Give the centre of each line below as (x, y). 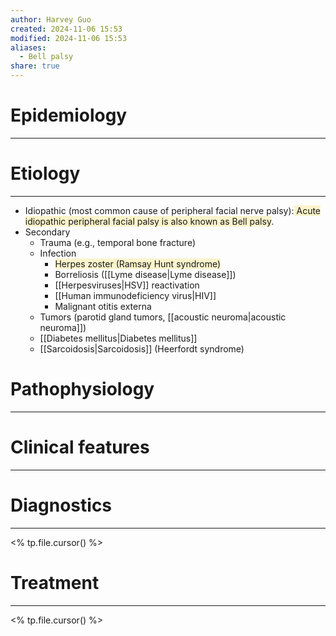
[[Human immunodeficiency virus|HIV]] (135, 295)
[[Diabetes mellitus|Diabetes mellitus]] (118, 338)
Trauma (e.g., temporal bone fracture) (117, 242)
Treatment (55, 582)
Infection (58, 253)
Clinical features (80, 447)
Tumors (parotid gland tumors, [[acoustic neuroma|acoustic (163, 317)
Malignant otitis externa (103, 306)
